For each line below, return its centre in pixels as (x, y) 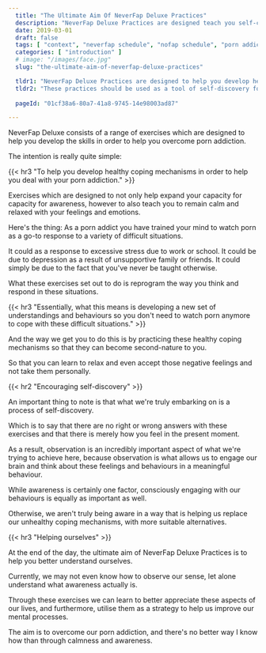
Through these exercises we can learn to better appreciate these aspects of (132, 600)
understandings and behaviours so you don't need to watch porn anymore (129, 315)
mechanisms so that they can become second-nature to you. (108, 348)
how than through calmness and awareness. (80, 640)
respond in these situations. (53, 292)
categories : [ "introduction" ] (69, 52)
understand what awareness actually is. (73, 585)
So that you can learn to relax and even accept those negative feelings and (130, 363)
